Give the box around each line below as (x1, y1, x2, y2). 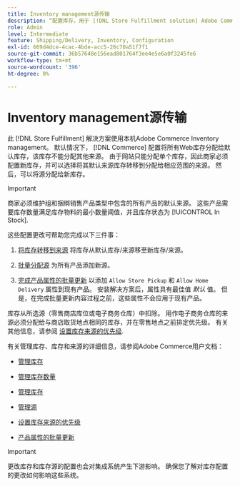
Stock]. (7, 216, 29, 225)
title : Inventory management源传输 (7, 10, 110, 18)
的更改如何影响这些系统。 (7, 471, 83, 480)
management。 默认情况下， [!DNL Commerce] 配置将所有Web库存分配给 (7, 143, 225, 152)
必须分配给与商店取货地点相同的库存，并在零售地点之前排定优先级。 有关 (13, 318, 229, 327)
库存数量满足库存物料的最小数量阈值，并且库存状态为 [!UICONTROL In (13, 208, 220, 216)
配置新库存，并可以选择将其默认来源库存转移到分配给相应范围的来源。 (7, 161, 214, 170)
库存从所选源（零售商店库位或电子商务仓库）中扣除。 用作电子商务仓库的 (7, 309, 222, 318)
